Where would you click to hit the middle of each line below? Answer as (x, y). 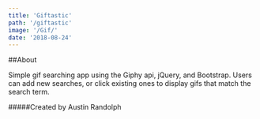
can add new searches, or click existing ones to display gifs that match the (130, 84)
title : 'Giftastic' (40, 15)
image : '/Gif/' (33, 30)
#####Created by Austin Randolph (65, 107)
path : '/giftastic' (40, 23)
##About (23, 60)
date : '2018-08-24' (40, 37)
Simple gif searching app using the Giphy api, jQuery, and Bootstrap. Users (130, 75)
